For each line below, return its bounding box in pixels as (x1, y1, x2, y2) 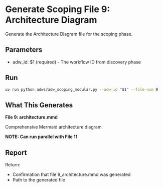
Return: (5, 162, 21, 168)
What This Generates (5, 101, 73, 109)
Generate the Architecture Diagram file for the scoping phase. (5, 31, 133, 37)
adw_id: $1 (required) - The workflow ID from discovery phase (12, 59, 141, 65)
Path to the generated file (12, 177, 65, 183)
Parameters (5, 45, 43, 54)
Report (5, 148, 27, 157)
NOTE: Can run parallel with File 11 (5, 134, 78, 140)
